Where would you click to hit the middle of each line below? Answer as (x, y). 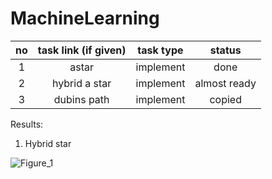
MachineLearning (85, 18)
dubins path (81, 99)
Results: (27, 124)
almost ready (225, 83)
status (225, 50)
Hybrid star (48, 143)
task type (160, 50)
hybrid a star (81, 83)
